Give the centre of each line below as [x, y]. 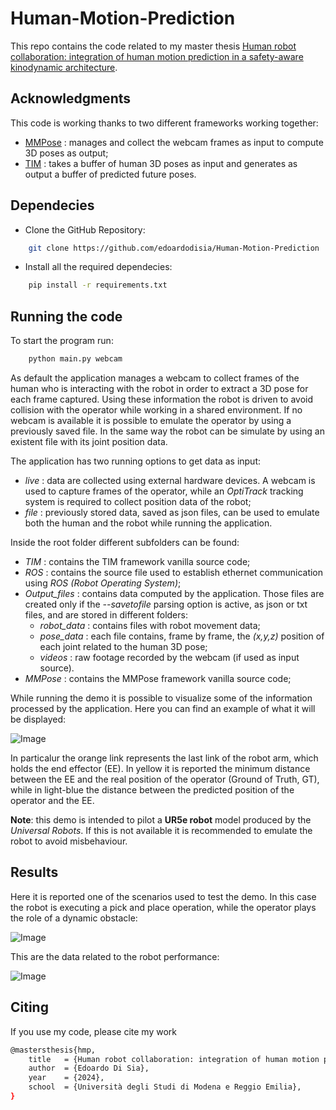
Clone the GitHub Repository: [85, 229]
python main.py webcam [75, 359]
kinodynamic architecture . [64, 67]
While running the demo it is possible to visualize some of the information [161, 698]
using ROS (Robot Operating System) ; [103, 583]
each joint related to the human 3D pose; [123, 646]
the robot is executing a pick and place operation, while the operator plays [163, 907]
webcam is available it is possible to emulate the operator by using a [151, 420]
